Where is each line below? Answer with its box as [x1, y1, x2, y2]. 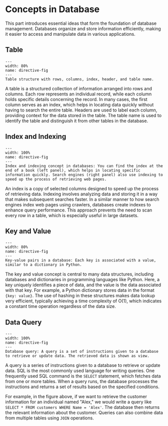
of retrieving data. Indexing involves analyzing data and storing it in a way [5, 191, 158, 197]
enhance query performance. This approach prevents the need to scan [5, 207, 152, 213]
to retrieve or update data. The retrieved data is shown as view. [5, 353, 150, 359]
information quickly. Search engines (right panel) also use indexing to [5, 172, 163, 177]
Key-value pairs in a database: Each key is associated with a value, [5, 258, 156, 263]
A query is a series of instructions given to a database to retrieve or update [5, 362, 160, 368]
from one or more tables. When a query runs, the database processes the [5, 379, 158, 385]
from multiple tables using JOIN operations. [5, 415, 94, 421]
